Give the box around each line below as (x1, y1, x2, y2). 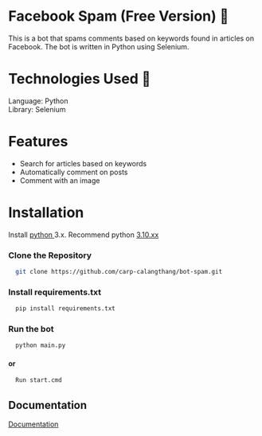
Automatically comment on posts (19, 167, 128, 177)
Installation (8, 204, 84, 221)
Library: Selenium (8, 104, 66, 114)
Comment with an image (19, 175, 100, 185)
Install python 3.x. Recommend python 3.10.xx (8, 230, 159, 239)
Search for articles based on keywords (19, 158, 147, 168)
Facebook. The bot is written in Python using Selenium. (8, 41, 190, 51)
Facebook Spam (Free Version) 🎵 (8, 7, 229, 25)
